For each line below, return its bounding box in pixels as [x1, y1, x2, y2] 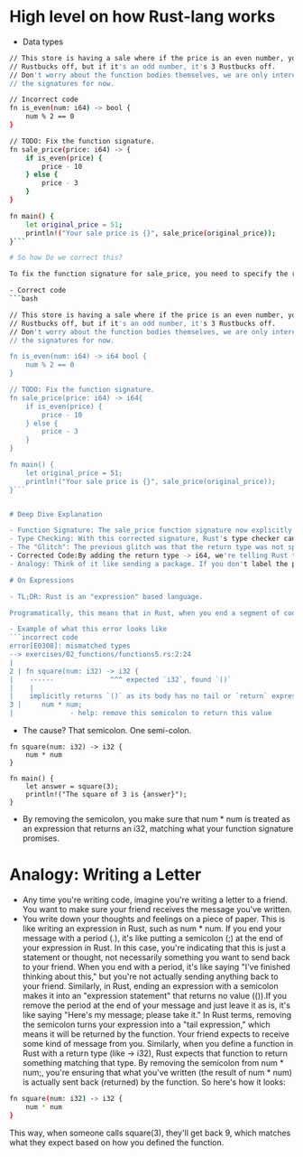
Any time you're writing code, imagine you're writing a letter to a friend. [22, 894, 289, 905]
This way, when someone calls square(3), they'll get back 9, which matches [9, 1127, 291, 1138]
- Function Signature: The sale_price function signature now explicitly [9, 526, 293, 535]
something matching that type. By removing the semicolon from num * [22, 1058, 284, 1068]
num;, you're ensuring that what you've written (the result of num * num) [22, 1068, 293, 1078]
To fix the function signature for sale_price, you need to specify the [9, 269, 289, 279]
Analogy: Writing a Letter [9, 864, 202, 885]
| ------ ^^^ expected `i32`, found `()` [9, 675, 232, 684]
